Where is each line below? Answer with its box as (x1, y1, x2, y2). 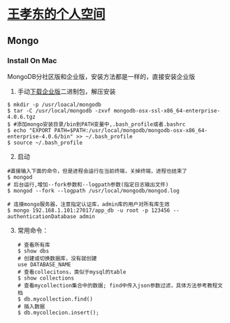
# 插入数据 (17, 303, 45, 310)
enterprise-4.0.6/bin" (7, 133, 73, 140)
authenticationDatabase (7, 213, 77, 220)
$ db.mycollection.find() (17, 295, 93, 303)
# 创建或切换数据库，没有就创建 (17, 254, 97, 262)
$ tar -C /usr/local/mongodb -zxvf (7, 107, 111, 114)
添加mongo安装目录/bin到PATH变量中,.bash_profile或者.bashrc (16, 120, 186, 128)
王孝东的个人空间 (7, 6, 106, 22)
